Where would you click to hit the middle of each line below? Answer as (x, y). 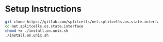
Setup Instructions (43, 9)
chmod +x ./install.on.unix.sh (37, 31)
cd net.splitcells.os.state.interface (44, 26)
